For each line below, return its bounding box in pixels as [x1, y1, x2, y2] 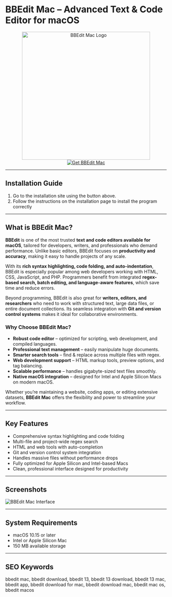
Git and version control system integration [12, 449, 101, 455]
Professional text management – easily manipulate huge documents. [12, 346, 160, 352]
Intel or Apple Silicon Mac [12, 538, 67, 544]
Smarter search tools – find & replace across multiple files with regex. [12, 352, 161, 358]
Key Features [5, 419, 49, 428]
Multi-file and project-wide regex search [12, 438, 98, 444]
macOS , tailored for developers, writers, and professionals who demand [5, 242, 158, 248]
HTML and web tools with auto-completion [12, 444, 103, 450]
